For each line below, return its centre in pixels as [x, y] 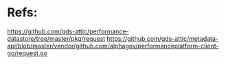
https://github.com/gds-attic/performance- [68, 31]
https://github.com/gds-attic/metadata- [162, 38]
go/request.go [27, 53]
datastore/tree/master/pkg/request [56, 38]
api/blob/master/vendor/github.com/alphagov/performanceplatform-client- [113, 46]
